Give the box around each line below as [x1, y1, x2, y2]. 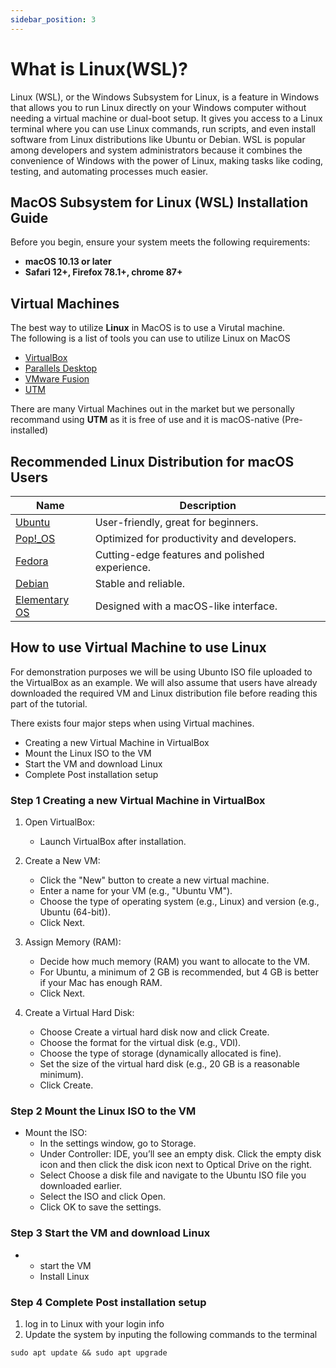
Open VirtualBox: [24, 816, 96, 828]
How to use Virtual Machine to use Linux [10, 639, 267, 656]
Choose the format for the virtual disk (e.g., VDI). [39, 1037, 242, 1049]
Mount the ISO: [24, 1127, 88, 1139]
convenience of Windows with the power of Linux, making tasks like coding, [10, 154, 324, 166]
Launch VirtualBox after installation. [39, 836, 187, 848]
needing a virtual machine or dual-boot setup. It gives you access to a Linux [10, 112, 323, 124]
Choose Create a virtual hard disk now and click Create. [39, 1026, 270, 1038]
